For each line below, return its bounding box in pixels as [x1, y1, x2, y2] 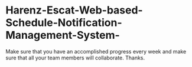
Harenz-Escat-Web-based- [5, 4, 143, 17]
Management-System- [5, 29, 121, 42]
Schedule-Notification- [5, 16, 122, 29]
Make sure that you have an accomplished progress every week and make [5, 48, 187, 55]
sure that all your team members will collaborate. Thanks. [5, 54, 145, 61]
